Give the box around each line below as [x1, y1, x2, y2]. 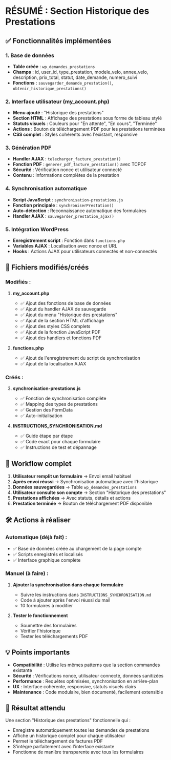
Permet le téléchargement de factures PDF [12, 738, 103, 744]
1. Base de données [5, 52, 55, 59]
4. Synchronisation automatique [5, 185, 87, 192]
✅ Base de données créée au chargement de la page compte [12, 545, 142, 551]
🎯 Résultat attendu [5, 704, 66, 712]
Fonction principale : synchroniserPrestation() [12, 202, 114, 208]
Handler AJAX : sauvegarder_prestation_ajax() [12, 213, 114, 219]
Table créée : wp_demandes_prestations [12, 63, 95, 69]
